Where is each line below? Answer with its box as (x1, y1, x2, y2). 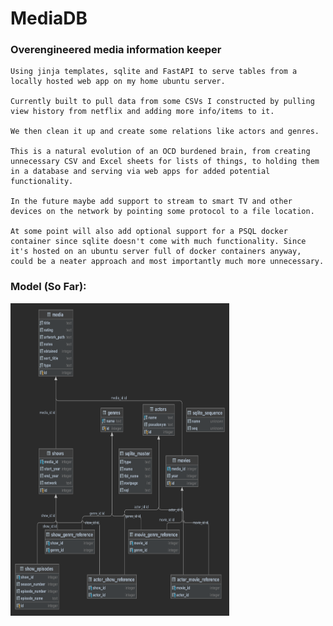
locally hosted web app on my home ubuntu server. (10, 77, 226, 87)
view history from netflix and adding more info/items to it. (10, 107, 275, 117)
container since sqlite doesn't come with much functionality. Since (10, 237, 307, 247)
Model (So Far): (10, 280, 87, 294)
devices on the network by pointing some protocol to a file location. (10, 207, 315, 217)
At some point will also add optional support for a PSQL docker (10, 227, 288, 237)
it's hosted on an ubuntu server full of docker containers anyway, (10, 247, 302, 257)
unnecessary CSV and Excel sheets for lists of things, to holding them (10, 157, 320, 167)
